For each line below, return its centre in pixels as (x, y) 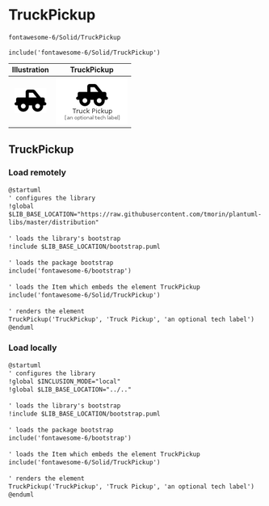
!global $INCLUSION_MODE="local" (65, 382)
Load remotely (38, 172)
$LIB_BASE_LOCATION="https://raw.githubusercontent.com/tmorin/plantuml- (135, 214)
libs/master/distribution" (54, 222)
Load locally (33, 348)
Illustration (31, 70)
